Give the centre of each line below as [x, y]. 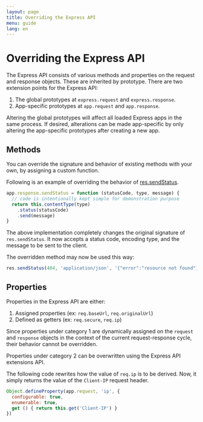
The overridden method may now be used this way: [70, 257]
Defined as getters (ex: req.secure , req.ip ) [68, 320]
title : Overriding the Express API [51, 17]
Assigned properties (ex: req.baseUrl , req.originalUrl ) [84, 313]
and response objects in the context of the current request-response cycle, [99, 338]
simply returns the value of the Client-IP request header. [78, 380]
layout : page [23, 12]
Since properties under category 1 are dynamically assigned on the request [100, 331]
